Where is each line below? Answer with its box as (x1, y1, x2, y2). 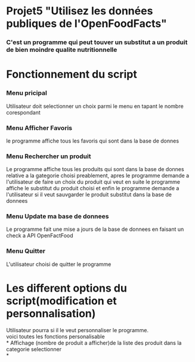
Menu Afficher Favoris (6, 123, 73, 132)
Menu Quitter (6, 247, 46, 255)
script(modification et (6, 294, 117, 308)
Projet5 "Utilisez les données (6, 4, 153, 18)
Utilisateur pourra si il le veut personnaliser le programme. (6, 326, 149, 333)
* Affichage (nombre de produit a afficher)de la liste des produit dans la (6, 339, 182, 346)
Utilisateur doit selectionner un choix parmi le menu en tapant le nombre (6, 103, 184, 110)
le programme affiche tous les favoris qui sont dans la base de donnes (6, 137, 179, 144)
